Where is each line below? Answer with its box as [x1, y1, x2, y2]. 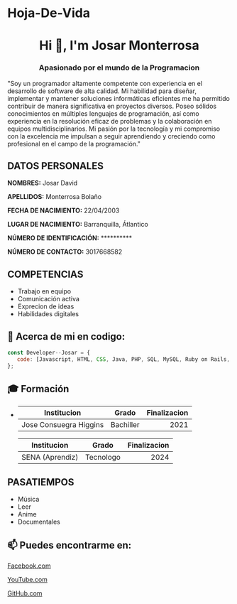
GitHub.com [7, 589, 43, 598]
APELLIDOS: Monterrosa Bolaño [7, 193, 101, 201]
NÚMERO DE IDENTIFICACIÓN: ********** [7, 234, 133, 242]
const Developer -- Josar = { [7, 350, 91, 357]
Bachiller [110, 419, 140, 429]
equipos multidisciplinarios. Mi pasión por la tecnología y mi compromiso [7, 124, 221, 133]
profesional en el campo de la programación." [7, 139, 140, 148]
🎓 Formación [7, 383, 70, 395]
